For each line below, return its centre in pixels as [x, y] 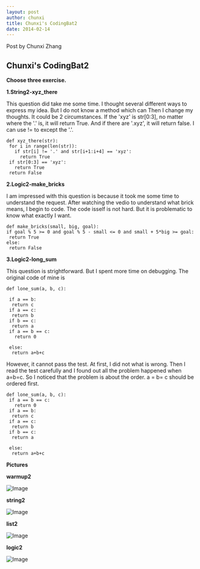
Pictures [17, 465]
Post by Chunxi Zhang [34, 46]
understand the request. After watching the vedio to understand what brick [100, 202]
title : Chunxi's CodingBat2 [42, 23]
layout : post [23, 12]
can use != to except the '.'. [40, 130]
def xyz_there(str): [33, 141]
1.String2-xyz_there [32, 92]
